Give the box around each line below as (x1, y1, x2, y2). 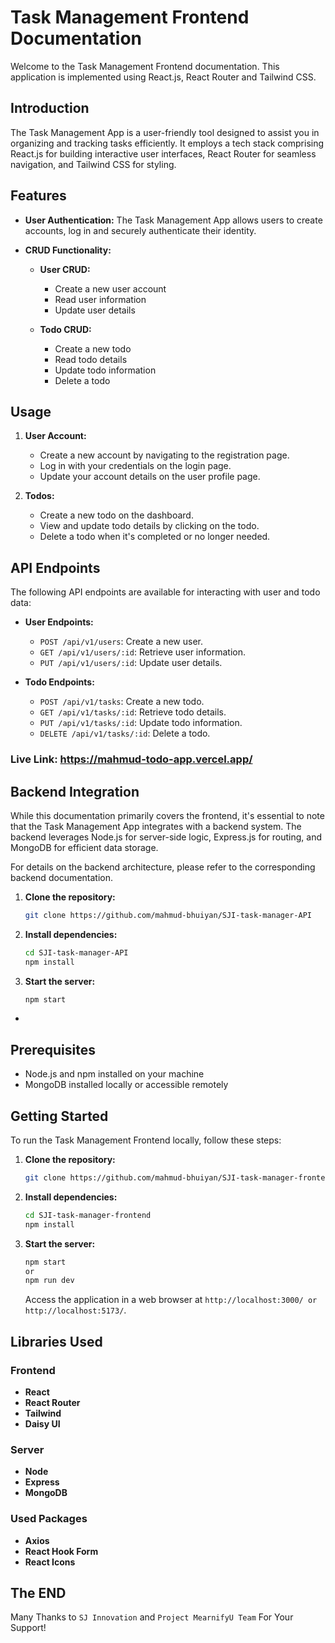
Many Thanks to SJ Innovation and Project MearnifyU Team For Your (10, 1611, 294, 1623)
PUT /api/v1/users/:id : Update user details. (39, 657, 223, 669)
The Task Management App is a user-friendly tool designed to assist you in (10, 126, 320, 138)
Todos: (24, 490, 55, 502)
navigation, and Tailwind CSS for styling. (10, 158, 177, 170)
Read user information (54, 293, 147, 305)
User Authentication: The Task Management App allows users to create (24, 214, 323, 226)
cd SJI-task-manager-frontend (24, 1210, 152, 1220)
